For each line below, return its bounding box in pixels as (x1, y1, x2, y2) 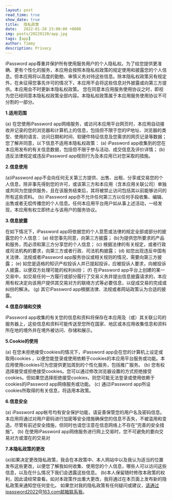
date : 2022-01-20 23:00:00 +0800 (5, 27, 81, 32)
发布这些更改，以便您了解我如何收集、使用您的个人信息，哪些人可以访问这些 (5, 463, 167, 469)
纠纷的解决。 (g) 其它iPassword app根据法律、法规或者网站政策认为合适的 (5, 286, 162, 292)
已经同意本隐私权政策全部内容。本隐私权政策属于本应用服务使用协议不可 (14, 92, 167, 98)
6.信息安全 (5, 398, 28, 404)
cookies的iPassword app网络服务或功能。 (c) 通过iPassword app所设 (5, 381, 151, 387)
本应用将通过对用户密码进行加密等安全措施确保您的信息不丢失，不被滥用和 (5, 415, 162, 422)
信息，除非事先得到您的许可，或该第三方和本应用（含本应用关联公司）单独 (9, 181, 167, 187)
